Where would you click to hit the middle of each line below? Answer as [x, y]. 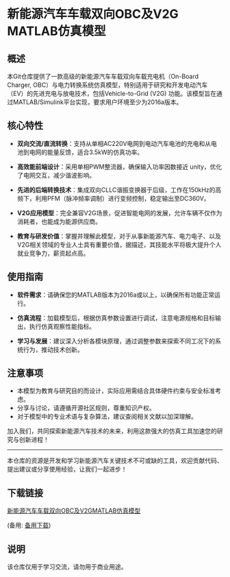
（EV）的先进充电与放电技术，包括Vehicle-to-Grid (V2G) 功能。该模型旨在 [112, 94]
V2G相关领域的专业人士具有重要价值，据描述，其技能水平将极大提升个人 [119, 245]
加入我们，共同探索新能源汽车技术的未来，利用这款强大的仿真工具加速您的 [112, 431]
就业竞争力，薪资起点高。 [53, 253]
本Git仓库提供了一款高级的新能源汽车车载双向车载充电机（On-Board [103, 76]
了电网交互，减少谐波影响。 [56, 175]
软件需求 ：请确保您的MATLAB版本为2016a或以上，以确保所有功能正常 [116, 295]
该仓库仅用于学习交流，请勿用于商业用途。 [67, 567]
